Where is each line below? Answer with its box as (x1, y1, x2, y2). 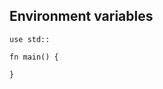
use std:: (9, 34, 51, 44)
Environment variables (9, 8, 154, 25)
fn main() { (9, 52, 59, 62)
